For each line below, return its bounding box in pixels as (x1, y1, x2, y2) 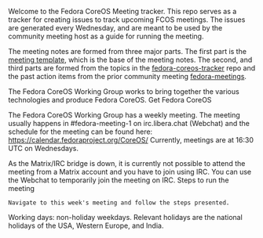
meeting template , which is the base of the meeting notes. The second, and (8, 55, 253, 64)
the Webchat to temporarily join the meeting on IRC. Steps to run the (8, 175, 229, 185)
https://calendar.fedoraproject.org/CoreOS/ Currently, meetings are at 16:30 (8, 135, 254, 144)
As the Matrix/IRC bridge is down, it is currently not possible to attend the (8, 159, 246, 168)
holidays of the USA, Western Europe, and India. (8, 221, 164, 230)
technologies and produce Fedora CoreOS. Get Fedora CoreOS (8, 96, 212, 104)
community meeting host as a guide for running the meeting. (8, 31, 204, 41)
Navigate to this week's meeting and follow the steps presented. (8, 199, 230, 207)
